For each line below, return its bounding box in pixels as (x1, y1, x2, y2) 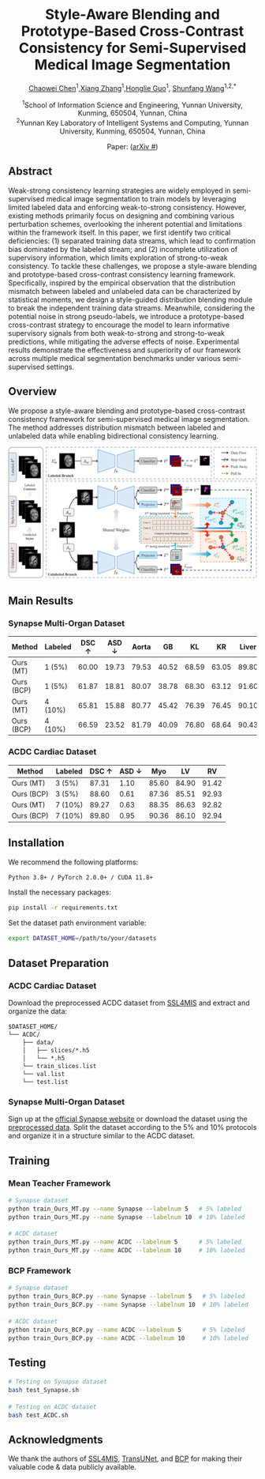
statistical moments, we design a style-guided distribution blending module (8, 295, 253, 304)
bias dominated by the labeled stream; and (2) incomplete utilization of (8, 244, 238, 254)
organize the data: (8, 1006, 68, 1016)
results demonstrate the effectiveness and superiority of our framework (8, 345, 241, 355)
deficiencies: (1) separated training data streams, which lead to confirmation (8, 235, 256, 246)
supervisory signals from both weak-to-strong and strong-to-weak (8, 328, 226, 337)
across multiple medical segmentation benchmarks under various (8, 353, 221, 363)
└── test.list (22, 1078, 69, 1086)
